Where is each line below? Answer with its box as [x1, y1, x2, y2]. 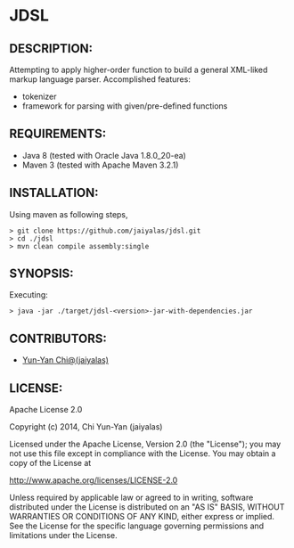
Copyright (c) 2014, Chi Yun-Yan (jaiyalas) [9, 421, 163, 432]
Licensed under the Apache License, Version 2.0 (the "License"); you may [9, 438, 282, 450]
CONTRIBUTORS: [9, 331, 107, 346]
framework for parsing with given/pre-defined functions [21, 101, 228, 111]
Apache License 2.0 [9, 405, 83, 415]
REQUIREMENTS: [9, 127, 107, 142]
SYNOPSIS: [9, 266, 74, 282]
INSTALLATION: [9, 185, 100, 200]
